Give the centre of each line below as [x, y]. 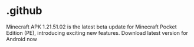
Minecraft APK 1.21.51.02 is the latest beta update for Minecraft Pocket [91, 27]
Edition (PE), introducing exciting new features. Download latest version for [97, 32]
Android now [22, 39]
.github [24, 11]
